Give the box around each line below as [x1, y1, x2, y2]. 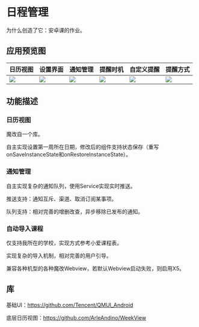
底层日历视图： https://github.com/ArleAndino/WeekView [6, 314, 146, 321]
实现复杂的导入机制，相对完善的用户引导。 [6, 252, 112, 260]
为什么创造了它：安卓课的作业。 [6, 26, 85, 34]
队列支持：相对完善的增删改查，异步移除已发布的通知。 [6, 208, 143, 215]
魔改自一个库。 [6, 131, 43, 138]
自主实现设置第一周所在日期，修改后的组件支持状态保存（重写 [6, 143, 159, 151]
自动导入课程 [6, 224, 44, 232]
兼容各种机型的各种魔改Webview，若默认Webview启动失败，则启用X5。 [6, 265, 185, 272]
